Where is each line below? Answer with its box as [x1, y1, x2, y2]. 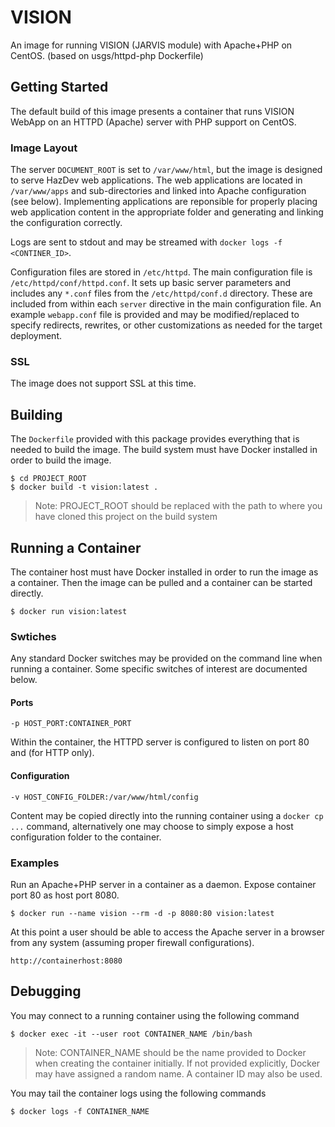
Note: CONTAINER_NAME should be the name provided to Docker [34, 1046, 307, 1058]
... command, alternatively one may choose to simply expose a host [10, 820, 294, 832]
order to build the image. [10, 454, 112, 466]
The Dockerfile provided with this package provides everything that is [10, 433, 300, 445]
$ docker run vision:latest [10, 606, 128, 616]
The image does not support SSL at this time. [10, 377, 197, 390]
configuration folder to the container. [10, 831, 162, 843]
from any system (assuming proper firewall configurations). [10, 936, 255, 948]
